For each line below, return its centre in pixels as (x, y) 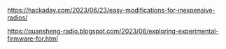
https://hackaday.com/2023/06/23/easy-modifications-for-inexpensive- (111, 10)
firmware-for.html (33, 38)
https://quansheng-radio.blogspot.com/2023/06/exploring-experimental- (113, 31)
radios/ (17, 17)
